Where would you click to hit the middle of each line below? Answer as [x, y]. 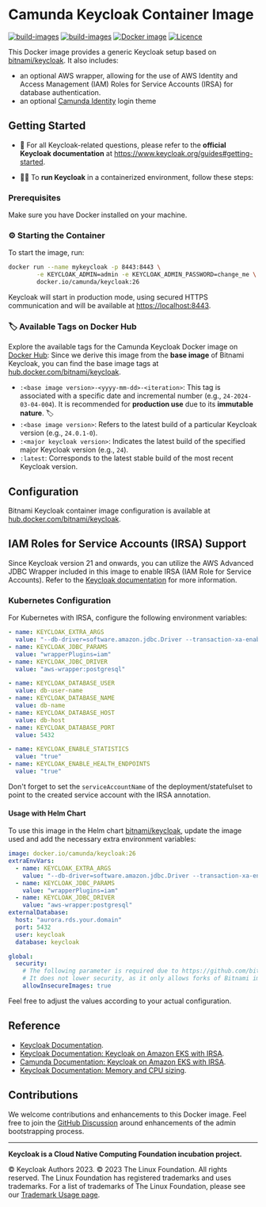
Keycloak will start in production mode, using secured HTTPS [108, 297]
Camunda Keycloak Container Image [131, 15]
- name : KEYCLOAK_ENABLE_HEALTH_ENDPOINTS [79, 764]
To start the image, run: [46, 253]
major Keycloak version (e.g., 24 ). [74, 450]
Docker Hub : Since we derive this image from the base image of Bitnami [126, 355]
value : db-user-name [49, 691]
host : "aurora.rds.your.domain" [69, 920]
